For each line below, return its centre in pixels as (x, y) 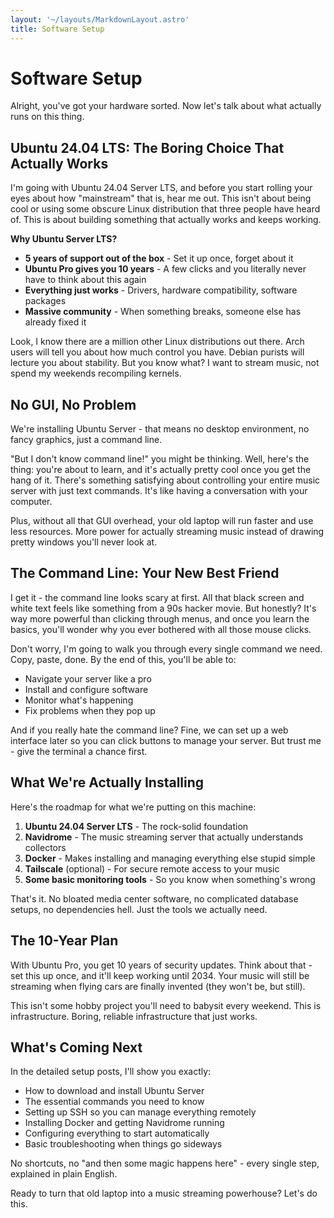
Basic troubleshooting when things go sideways (123, 1144)
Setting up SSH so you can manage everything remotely (140, 1112)
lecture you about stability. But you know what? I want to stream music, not (165, 363)
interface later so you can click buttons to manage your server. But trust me (166, 740)
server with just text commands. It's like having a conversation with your (159, 491)
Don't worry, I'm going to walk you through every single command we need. (166, 648)
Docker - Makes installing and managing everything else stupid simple (170, 858)
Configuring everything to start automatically (117, 1133)
